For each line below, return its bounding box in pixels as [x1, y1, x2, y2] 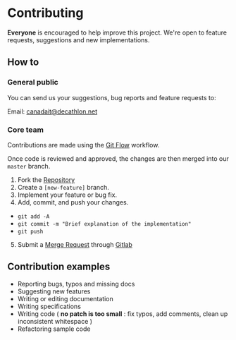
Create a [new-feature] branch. [17, 183, 109, 191]
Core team [7, 125, 44, 135]
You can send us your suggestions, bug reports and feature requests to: [7, 93, 216, 102]
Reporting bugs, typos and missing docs [17, 279, 135, 288]
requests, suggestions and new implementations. [7, 35, 150, 44]
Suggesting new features [17, 287, 91, 296]
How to [7, 56, 39, 68]
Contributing [7, 5, 84, 21]
